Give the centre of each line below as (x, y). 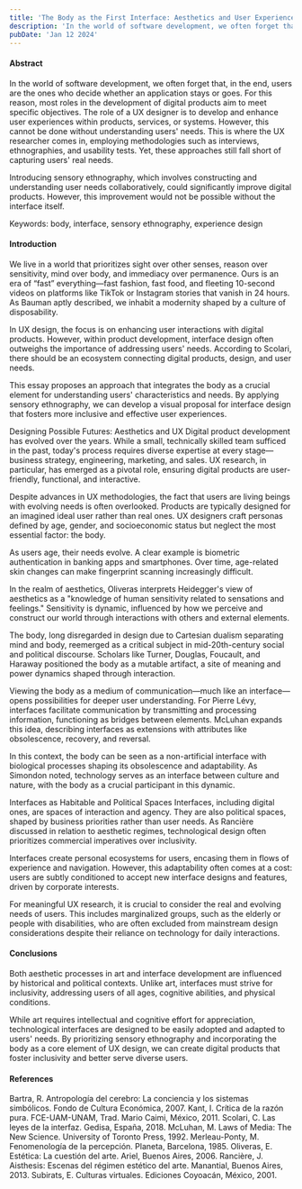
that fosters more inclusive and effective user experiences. (118, 413)
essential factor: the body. (58, 535)
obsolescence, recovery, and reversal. (80, 739)
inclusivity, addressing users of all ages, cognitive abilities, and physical (142, 993)
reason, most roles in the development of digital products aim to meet (138, 102)
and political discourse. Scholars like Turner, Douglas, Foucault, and (135, 654)
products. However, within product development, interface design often (142, 339)
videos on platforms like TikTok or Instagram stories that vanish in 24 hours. (150, 293)
